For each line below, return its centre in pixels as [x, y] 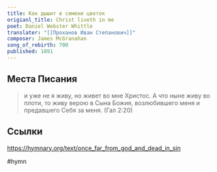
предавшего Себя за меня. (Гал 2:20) [78, 110]
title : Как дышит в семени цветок [56, 13]
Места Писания [42, 79]
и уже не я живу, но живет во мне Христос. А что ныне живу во [117, 96]
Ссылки [25, 131]
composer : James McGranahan [47, 39]
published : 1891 [30, 52]
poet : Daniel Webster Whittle [50, 26]
